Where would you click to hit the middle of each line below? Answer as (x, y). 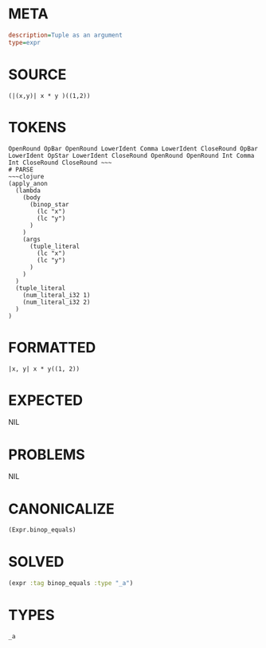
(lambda (28, 190)
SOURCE (37, 75)
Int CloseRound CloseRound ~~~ (60, 163)
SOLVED (36, 562)
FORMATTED (52, 347)
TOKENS (37, 127)
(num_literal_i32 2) (57, 302)
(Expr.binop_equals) (43, 530)
